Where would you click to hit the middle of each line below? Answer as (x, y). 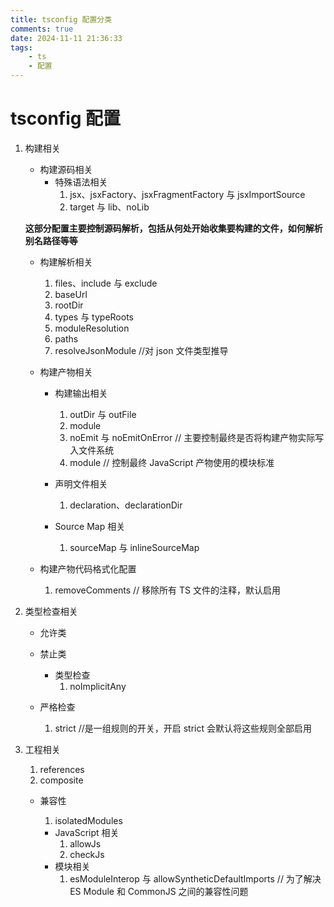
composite (61, 780)
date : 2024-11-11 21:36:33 (66, 38)
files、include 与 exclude (106, 283)
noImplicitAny (98, 686)
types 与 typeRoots (94, 317)
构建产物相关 (66, 372)
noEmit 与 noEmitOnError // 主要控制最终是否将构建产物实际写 (197, 437)
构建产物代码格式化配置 (88, 568)
